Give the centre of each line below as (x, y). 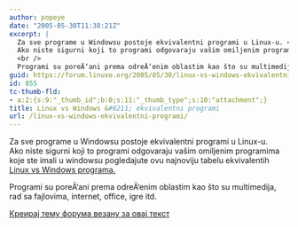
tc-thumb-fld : (35, 91)
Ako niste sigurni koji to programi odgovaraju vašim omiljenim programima (145, 151)
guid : (19, 75)
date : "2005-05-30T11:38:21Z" (65, 26)
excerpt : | (29, 34)
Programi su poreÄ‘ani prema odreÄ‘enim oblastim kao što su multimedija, (143, 187)
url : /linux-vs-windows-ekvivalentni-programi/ (99, 116)
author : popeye (37, 17)
